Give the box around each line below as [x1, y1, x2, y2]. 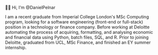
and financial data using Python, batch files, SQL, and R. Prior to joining [5, 34, 149, 40]
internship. [5, 45, 27, 50]
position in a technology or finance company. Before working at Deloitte [5, 24, 150, 30]
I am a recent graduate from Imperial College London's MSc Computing [5, 14, 149, 19]
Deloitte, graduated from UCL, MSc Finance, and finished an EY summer [5, 40, 151, 45]
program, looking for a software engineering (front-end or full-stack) [5, 19, 143, 25]
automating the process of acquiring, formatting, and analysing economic [5, 29, 153, 35]
